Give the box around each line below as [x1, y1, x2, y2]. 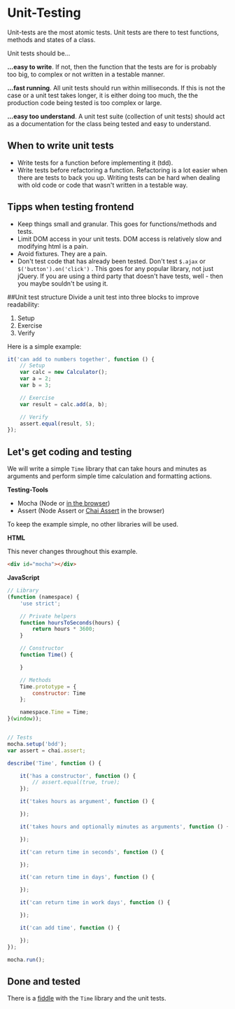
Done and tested [7, 975, 81, 987]
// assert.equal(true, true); [32, 779, 120, 786]
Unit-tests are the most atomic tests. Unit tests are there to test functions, [7, 28, 219, 36]
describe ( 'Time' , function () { [7, 760, 101, 767]
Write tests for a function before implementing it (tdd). [17, 158, 173, 167]
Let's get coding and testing [7, 446, 132, 458]
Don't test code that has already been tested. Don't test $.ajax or [17, 257, 206, 265]
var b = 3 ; [20, 382, 52, 389]
